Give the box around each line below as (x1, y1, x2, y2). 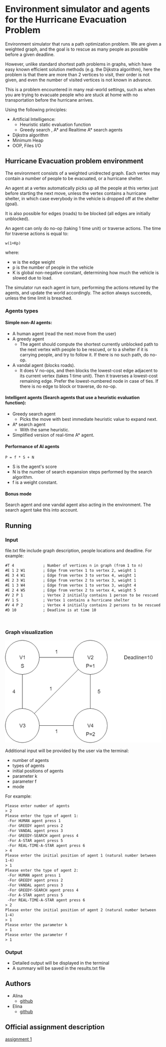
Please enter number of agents (5, 803, 70, 809)
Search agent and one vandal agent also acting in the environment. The (5, 502, 151, 508)
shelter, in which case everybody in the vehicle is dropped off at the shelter (5, 195, 160, 201)
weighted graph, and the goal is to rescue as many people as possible (5, 46, 148, 52)
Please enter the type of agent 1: (5, 813, 79, 818)
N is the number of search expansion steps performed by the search (12, 469, 153, 475)
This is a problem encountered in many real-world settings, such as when (5, 86, 155, 92)
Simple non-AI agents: (5, 320, 53, 326)
